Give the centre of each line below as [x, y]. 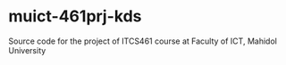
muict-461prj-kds [75, 16]
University [27, 50]
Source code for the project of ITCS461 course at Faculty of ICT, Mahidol [143, 41]
